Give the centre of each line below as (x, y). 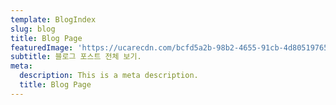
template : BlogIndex (53, 19)
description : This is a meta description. (109, 76)
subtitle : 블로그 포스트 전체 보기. (76, 57)
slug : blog (33, 29)
